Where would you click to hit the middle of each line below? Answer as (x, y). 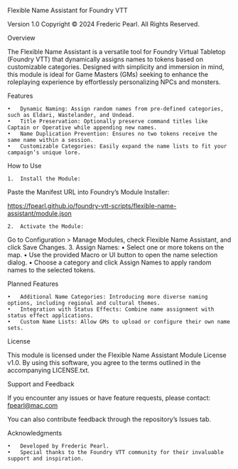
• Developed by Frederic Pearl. (59, 446)
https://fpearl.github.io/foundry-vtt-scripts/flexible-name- (92, 206)
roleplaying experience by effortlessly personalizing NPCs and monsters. (114, 82)
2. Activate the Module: (45, 227)
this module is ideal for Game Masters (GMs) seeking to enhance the (108, 74)
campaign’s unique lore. (44, 153)
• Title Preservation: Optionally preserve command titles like (108, 121)
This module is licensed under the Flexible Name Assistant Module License (117, 355)
